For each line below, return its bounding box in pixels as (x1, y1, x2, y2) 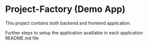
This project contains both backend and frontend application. (5, 20, 131, 26)
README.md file (5, 35, 39, 41)
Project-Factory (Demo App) (5, 3, 126, 15)
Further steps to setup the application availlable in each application (5, 29, 143, 35)
